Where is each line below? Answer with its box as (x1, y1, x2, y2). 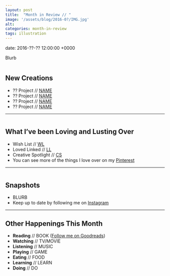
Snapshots (5, 181, 40, 190)
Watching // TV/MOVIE (12, 238, 61, 244)
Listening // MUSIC (12, 244, 53, 250)
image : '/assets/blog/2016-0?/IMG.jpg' (5, 17, 90, 22)
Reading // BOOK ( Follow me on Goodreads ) (12, 233, 106, 239)
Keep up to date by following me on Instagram (12, 200, 109, 206)
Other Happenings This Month (5, 219, 103, 228)
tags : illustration (5, 31, 47, 36)
